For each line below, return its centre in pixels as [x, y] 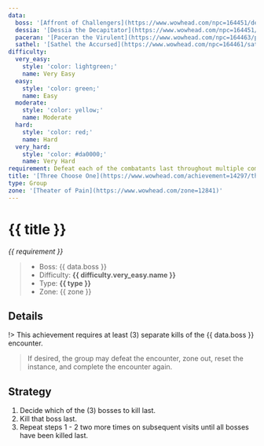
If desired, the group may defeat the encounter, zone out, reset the [135, 359]
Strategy [30, 391]
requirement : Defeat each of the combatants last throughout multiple [126, 169]
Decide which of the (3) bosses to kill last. [87, 411]
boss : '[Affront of [47, 23]
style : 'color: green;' [61, 88]
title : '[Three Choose [45, 176]
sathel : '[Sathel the [51, 45]
